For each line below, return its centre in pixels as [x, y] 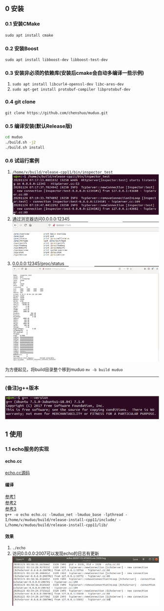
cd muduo [14, 137]
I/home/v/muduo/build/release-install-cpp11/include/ [61, 520]
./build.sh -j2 [20, 142]
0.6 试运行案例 [22, 161]
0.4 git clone [20, 102]
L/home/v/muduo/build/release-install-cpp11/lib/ [57, 525]
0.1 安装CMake [22, 24]
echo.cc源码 [18, 473]
